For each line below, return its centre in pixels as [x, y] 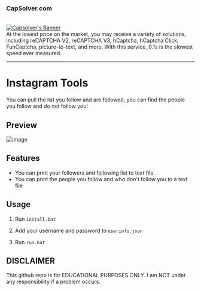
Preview [22, 125]
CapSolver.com [29, 8]
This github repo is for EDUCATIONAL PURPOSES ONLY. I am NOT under [96, 275]
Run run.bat [30, 242]
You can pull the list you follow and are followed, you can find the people [96, 100]
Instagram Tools [47, 83]
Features [23, 158]
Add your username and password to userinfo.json [79, 230]
